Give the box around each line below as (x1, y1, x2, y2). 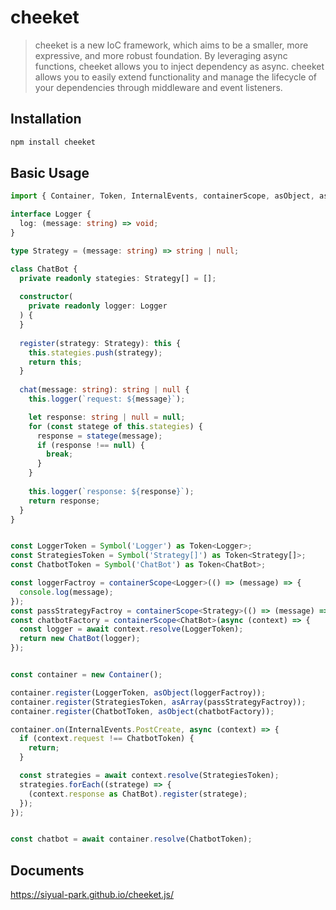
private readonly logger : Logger (28, 301, 168, 311)
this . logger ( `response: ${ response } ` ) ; (28, 486, 195, 496)
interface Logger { (10, 209, 92, 220)
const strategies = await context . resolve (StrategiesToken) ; (19, 771, 280, 781)
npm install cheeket (10, 137, 97, 147)
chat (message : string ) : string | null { (19, 385, 190, 395)
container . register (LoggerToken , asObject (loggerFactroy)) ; (10, 687, 267, 698)
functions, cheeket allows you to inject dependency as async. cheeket (34, 60, 325, 72)
